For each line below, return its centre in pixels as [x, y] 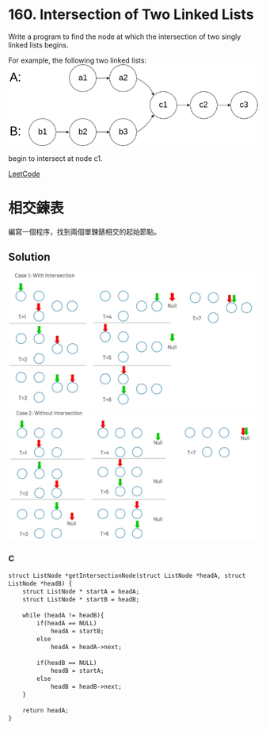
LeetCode [25, 174]
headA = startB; [77, 632]
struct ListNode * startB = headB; [81, 600]
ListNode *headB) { [40, 584]
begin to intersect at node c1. [55, 158]
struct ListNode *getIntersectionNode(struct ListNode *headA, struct [127, 576]
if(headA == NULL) [67, 624]
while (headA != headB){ [63, 616]
